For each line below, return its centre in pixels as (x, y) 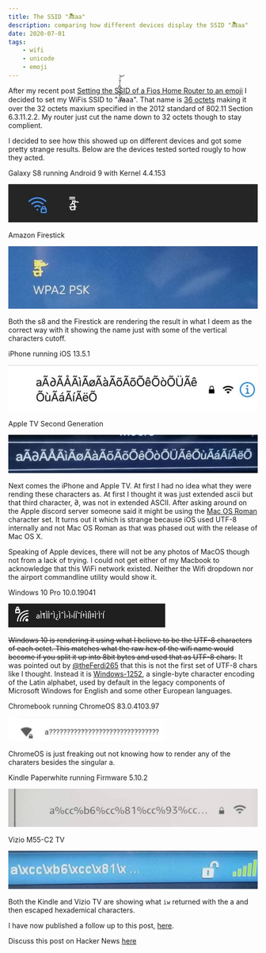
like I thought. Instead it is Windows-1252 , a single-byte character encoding (131, 674)
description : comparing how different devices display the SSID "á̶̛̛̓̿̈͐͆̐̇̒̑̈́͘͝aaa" (128, 25)
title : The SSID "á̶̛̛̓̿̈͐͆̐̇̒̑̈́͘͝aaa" (47, 17)
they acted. (27, 157)
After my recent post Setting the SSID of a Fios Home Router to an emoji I (127, 91)
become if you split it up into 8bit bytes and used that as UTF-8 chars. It (125, 657)
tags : (17, 42)
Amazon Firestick (36, 235)
